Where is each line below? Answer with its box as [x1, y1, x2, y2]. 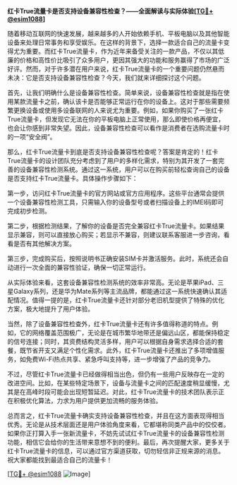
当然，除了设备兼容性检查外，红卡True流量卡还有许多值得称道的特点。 [7, 320, 212, 328]
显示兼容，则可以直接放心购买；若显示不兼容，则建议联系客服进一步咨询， [7, 231, 224, 239]
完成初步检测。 [7, 207, 51, 215]
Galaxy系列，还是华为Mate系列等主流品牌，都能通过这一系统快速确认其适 [13, 287, 228, 295]
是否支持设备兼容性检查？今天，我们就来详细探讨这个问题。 [31, 73, 205, 82]
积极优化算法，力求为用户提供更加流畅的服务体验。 [13, 397, 162, 405]
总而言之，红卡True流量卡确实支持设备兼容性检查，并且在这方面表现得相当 [7, 412, 224, 419]
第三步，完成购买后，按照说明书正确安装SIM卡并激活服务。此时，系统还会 [7, 254, 223, 263]
